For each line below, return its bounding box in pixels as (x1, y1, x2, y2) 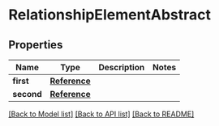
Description (98, 62, 145, 73)
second (12, 89, 42, 99)
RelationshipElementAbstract (8, 6, 212, 24)
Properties (8, 38, 63, 52)
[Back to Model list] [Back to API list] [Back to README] (8, 109, 195, 119)
